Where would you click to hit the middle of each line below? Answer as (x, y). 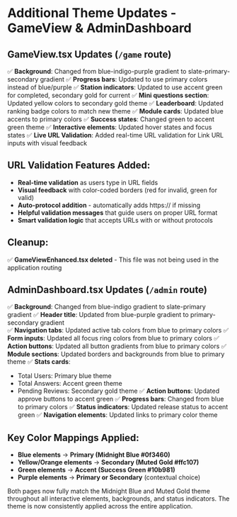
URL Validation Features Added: (79, 166)
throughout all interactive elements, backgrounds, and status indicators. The (118, 499)
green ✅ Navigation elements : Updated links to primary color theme (117, 415)
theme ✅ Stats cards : (39, 362)
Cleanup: (28, 243)
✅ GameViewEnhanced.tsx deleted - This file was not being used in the (113, 260)
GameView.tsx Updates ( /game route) (89, 54)
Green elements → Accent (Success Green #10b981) (96, 470)
